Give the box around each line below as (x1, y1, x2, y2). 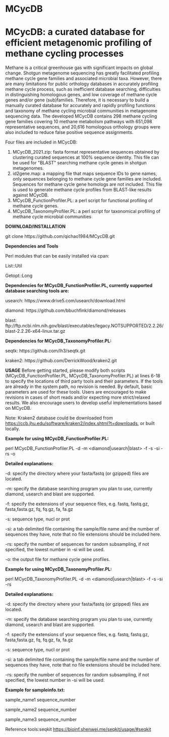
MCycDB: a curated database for (5, 26, 145, 38)
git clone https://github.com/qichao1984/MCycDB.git (5, 233, 115, 239)
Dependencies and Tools (5, 243, 59, 249)
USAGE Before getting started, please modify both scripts (5, 367, 125, 373)
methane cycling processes (5, 48, 124, 59)
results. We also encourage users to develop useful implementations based (5, 400, 162, 406)
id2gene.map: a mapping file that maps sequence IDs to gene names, (12, 170, 157, 177)
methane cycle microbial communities (12, 214, 92, 220)
